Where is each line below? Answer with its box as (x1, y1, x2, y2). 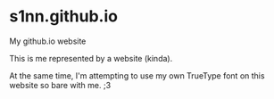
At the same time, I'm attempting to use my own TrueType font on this (9, 70, 265, 81)
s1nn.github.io (9, 6, 119, 27)
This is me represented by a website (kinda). (9, 53, 173, 63)
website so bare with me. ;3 (9, 79, 112, 90)
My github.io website (9, 36, 87, 46)
